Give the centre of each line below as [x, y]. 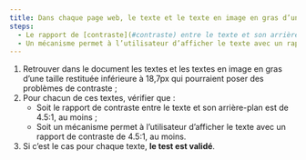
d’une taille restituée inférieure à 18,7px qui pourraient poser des [143, 79]
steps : [22, 26]
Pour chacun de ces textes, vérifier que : [99, 98]
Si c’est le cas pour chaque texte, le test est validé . [119, 146]
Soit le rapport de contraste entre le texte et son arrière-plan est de [162, 108]
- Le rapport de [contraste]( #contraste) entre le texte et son [142, 35]
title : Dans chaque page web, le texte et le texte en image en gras [144, 18]
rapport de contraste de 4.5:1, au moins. [111, 136]
